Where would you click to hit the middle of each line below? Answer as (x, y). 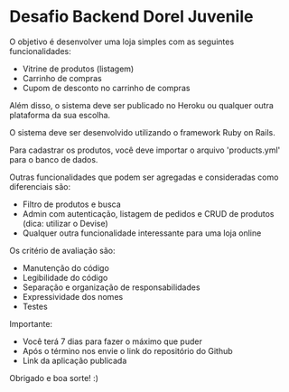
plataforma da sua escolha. (60, 115)
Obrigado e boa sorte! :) (54, 378)
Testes (35, 306)
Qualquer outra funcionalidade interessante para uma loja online (142, 233)
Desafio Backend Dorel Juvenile (131, 17)
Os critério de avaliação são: (62, 250)
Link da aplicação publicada (75, 360)
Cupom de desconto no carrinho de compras (106, 88)
